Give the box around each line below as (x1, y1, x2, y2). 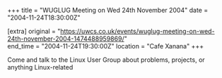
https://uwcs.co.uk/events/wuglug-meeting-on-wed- (59, 27, 215, 35)
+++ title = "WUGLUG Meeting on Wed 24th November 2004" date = (7, 6, 209, 14)
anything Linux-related (7, 63, 74, 71)
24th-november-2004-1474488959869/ (7, 34, 125, 43)
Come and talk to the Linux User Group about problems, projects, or (7, 56, 205, 64)
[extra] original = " (7, 27, 61, 35)
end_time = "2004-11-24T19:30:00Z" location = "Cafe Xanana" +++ (7, 42, 204, 50)
